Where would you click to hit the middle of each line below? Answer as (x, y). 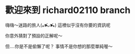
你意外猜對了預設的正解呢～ (34, 35)
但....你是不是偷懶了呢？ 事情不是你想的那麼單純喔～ (59, 46)
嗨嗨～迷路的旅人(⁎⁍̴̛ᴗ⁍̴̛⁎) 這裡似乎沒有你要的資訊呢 (58, 25)
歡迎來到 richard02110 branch (68, 10)
